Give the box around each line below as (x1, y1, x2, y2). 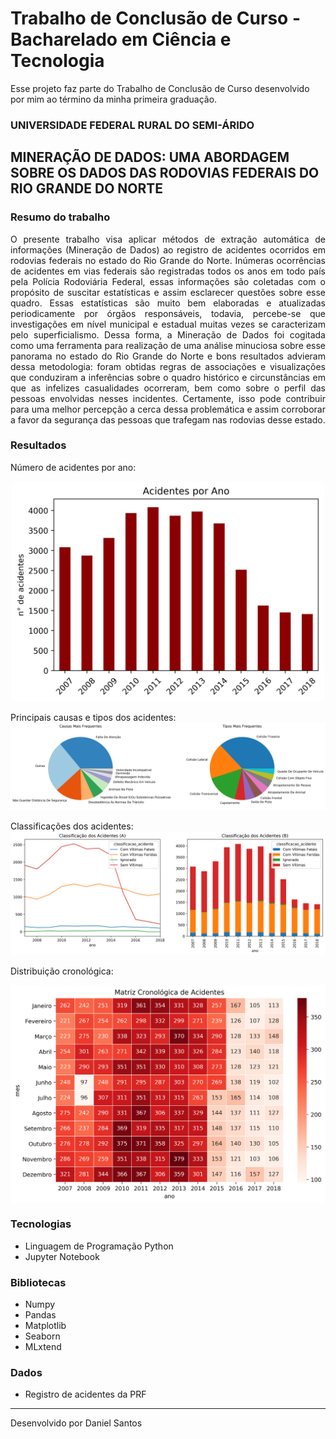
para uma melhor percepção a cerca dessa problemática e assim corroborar (10, 403, 326, 415)
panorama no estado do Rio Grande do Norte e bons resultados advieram (10, 350, 326, 362)
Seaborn (24, 1330, 61, 1342)
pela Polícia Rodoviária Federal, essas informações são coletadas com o (10, 275, 326, 287)
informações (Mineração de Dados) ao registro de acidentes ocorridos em (10, 243, 326, 256)
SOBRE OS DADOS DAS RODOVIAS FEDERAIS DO (10, 165, 320, 182)
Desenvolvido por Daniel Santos (10, 1417, 143, 1429)
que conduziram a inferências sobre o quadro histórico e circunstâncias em (10, 371, 326, 383)
